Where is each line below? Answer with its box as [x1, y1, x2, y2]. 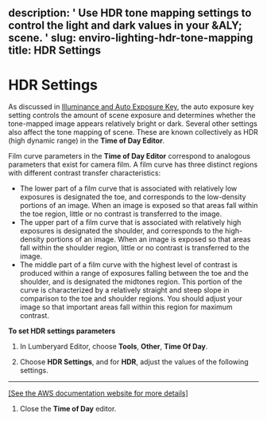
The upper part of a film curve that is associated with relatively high [19, 218, 242, 227]
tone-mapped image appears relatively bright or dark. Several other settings [8, 119, 258, 128]
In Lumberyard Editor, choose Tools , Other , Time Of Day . [19, 342, 208, 352]
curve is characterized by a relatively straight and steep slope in [19, 285, 230, 295]
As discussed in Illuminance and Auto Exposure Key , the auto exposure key [8, 102, 254, 112]
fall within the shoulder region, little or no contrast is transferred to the [19, 243, 250, 253]
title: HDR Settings [8, 44, 102, 57]
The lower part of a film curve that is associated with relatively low [19, 183, 238, 194]
